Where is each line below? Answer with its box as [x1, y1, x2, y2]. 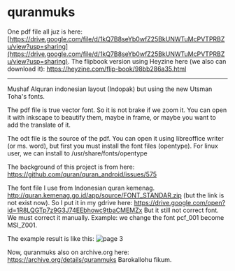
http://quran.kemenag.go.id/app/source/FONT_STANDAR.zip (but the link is [7, 190, 225, 200]
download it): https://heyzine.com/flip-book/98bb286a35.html [7, 64, 187, 73]
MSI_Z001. [7, 221, 37, 229]
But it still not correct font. [143, 206, 219, 214]
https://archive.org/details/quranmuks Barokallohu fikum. [7, 255, 172, 263]
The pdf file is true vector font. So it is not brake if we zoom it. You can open [7, 106, 227, 114]
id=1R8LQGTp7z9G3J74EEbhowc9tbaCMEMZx [7, 206, 143, 214]
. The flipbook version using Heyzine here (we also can [67, 57, 227, 65]
